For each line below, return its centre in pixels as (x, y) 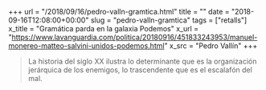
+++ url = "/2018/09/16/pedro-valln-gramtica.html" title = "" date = (119, 12)
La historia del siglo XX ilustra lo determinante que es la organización (142, 61)
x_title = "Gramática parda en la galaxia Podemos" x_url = (104, 29)
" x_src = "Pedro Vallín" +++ (211, 46)
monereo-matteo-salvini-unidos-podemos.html (86, 46)
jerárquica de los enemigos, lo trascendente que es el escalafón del (140, 70)
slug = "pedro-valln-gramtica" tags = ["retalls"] (169, 20)
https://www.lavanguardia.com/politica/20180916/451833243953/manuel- (135, 37)
